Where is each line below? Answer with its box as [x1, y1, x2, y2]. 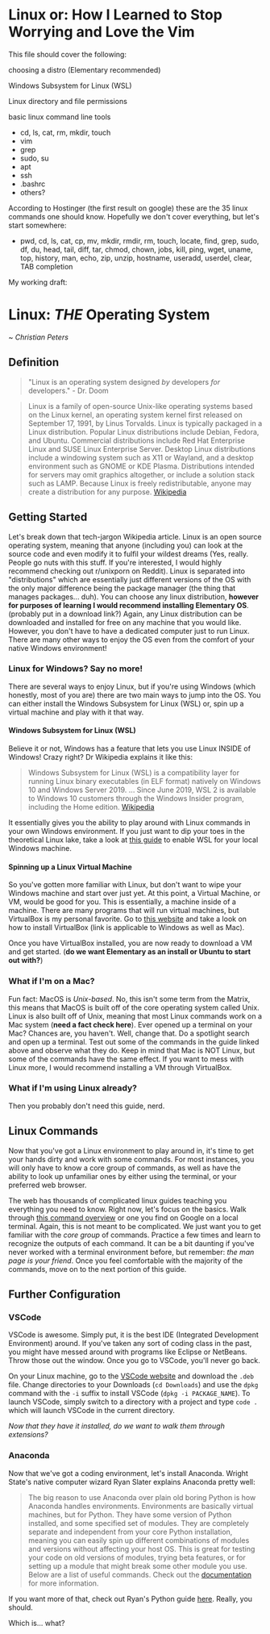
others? [19, 187, 46, 197]
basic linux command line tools [8, 111, 111, 122]
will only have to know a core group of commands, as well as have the [8, 1163, 242, 1173]
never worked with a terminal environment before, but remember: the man [8, 1247, 255, 1257]
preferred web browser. [8, 1180, 87, 1190]
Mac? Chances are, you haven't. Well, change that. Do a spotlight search [8, 1028, 250, 1038]
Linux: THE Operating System [8, 306, 210, 324]
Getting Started [8, 511, 88, 524]
